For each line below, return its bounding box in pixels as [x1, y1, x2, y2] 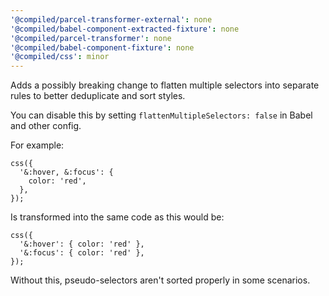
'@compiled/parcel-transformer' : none [10, 33, 172, 43]
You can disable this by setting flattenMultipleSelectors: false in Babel [10, 109, 313, 121]
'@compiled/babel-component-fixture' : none [10, 42, 195, 53]
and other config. [10, 120, 82, 132]
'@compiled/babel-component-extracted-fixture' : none [10, 24, 240, 34]
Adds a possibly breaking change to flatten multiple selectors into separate [10, 79, 320, 91]
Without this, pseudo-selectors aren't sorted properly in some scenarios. [10, 274, 311, 286]
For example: [10, 139, 65, 151]
